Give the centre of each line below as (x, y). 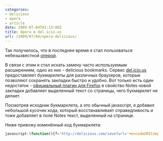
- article (15, 23)
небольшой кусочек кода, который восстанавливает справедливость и (79, 110)
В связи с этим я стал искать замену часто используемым (66, 65)
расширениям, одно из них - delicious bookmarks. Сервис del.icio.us (76, 70)
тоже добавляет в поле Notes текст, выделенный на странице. (70, 115)
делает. (13, 95)
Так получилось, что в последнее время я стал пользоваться (69, 50)
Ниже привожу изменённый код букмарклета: (53, 125)
